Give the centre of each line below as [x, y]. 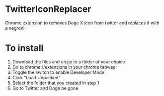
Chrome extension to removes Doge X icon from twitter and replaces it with [82, 23]
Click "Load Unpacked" [36, 77]
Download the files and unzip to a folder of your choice [69, 62]
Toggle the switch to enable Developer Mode [58, 72]
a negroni [15, 28]
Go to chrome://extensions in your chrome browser [65, 67]
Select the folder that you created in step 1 [56, 83]
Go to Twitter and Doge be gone [45, 88]
